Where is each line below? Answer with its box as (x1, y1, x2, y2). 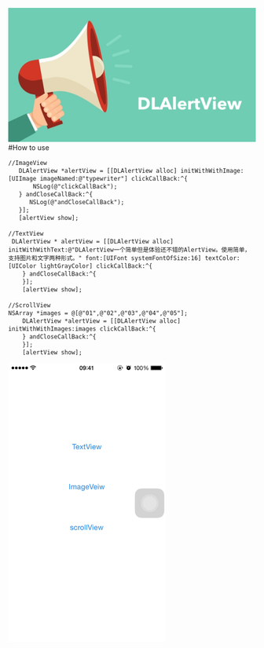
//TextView (8, 230, 44, 238)
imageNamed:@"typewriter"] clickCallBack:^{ (39, 175, 189, 183)
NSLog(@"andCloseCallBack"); (28, 199, 125, 207)
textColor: (204, 254, 240, 262)
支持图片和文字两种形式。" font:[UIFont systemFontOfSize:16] (8, 254, 202, 262)
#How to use (8, 143, 49, 152)
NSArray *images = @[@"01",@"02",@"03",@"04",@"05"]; (8, 309, 189, 317)
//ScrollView (8, 302, 51, 309)
